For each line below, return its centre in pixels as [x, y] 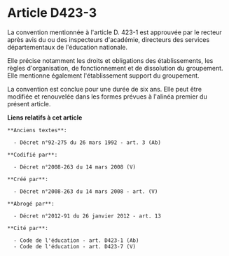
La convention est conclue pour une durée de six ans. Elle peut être [104, 89]
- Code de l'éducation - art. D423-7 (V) [75, 246]
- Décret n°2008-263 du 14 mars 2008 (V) [75, 167]
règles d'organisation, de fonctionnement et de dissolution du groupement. [115, 68]
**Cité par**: [28, 228]
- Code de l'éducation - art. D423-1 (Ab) [76, 240]
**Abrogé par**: [31, 204]
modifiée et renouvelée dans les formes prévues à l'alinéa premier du [107, 97]
